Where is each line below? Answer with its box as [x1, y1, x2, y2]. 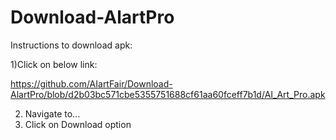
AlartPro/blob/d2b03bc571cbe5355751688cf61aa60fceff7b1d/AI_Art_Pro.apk [10, 88, 326, 100]
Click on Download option [24, 118, 132, 130]
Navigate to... [24, 107, 81, 120]
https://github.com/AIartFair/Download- [10, 77, 173, 90]
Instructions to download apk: [10, 39, 133, 51]
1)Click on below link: [10, 58, 98, 70]
